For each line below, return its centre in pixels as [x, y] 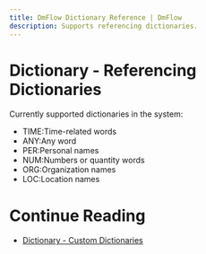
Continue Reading [77, 215]
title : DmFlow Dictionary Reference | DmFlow [95, 18]
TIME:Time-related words [69, 132]
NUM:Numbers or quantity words [83, 160]
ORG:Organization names [69, 170]
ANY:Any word [49, 141]
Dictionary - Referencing [103, 70]
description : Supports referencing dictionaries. [104, 26]
